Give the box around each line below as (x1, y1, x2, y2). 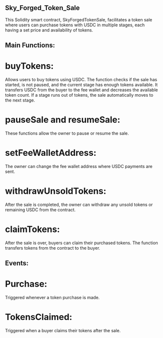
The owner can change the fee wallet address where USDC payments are (5, 164, 153, 169)
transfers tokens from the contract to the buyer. (5, 245, 101, 251)
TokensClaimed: (5, 312, 72, 322)
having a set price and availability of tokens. (5, 27, 93, 33)
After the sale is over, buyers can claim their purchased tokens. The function (5, 240, 158, 246)
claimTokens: (5, 224, 60, 235)
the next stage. (5, 97, 36, 103)
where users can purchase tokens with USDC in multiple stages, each (5, 22, 145, 28)
